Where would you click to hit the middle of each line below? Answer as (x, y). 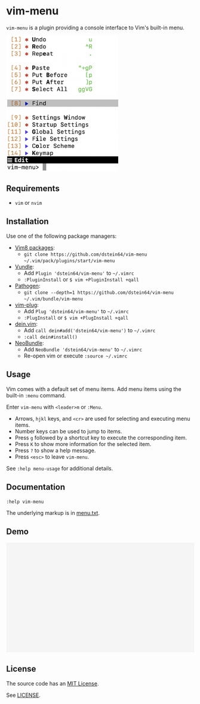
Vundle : (24, 266)
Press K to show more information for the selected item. (83, 444)
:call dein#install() (50, 337)
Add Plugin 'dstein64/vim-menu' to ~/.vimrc (79, 273)
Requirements (33, 188)
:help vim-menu (25, 502)
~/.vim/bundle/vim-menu (53, 299)
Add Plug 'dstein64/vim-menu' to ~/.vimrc (76, 311)
